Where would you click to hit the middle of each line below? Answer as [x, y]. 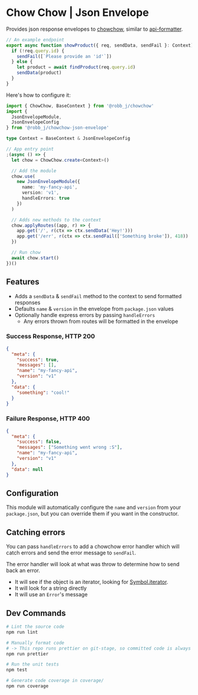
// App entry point [30, 149]
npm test [17, 670]
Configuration [32, 493]
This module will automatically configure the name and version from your [94, 507]
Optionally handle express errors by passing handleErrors [85, 315]
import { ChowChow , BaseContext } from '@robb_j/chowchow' [80, 106]
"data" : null [27, 469]
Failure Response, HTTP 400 [48, 419]
